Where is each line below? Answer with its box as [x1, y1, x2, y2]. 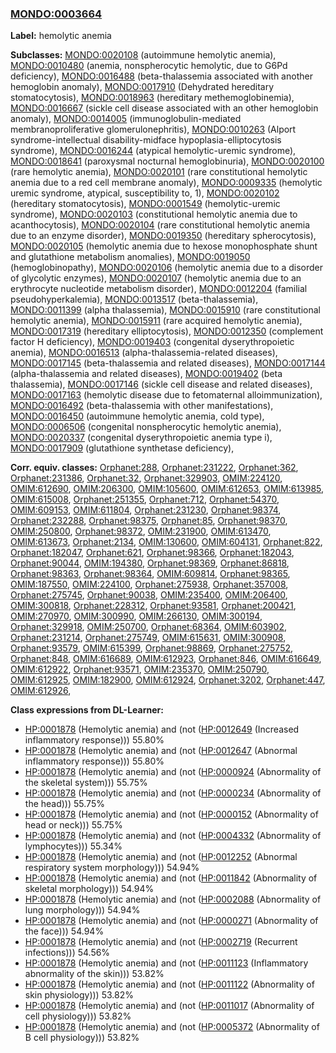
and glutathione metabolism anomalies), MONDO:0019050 [10, 251, 251, 263]
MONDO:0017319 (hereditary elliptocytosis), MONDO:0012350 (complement [10, 325, 324, 337]
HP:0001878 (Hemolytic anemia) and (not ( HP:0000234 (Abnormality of [24, 787, 322, 799]
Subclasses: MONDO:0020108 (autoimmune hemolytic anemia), [10, 49, 277, 61]
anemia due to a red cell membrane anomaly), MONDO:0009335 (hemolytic [10, 177, 323, 189]
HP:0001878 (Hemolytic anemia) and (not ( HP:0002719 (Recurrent [24, 936, 298, 948]
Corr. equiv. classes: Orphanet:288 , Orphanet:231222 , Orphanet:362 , [10, 462, 299, 474]
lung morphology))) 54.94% [24, 904, 141, 916]
